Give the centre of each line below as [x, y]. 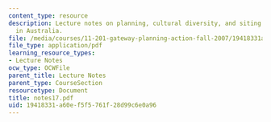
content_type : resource [48, 16]
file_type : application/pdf [56, 46]
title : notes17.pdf [41, 98]
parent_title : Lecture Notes [57, 75]
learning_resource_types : [52, 53]
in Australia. [39, 31]
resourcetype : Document [48, 90]
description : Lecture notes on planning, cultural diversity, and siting [135, 23]
